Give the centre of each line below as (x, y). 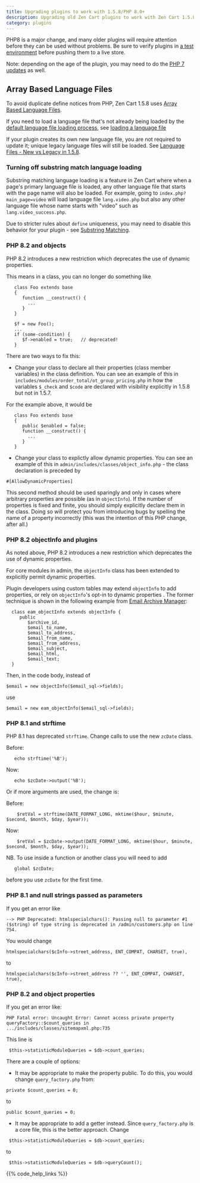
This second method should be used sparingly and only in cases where (94, 492)
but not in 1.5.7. (33, 393)
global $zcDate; (34, 869)
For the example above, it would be (49, 404)
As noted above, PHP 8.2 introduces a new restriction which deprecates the (99, 553)
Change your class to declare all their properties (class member (93, 367)
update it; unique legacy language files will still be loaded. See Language (95, 146)
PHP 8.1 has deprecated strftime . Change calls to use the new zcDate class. (99, 736)
